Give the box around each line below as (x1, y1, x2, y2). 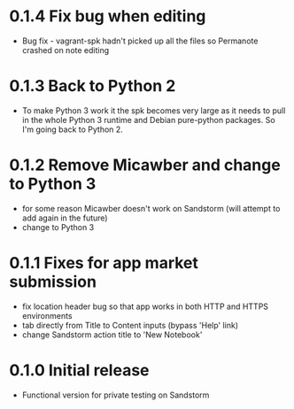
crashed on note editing (21, 44, 110, 55)
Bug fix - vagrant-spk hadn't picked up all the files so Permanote (21, 35, 259, 46)
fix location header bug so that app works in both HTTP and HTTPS (21, 301, 268, 312)
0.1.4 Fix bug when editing (9, 6, 206, 27)
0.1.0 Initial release (9, 360, 150, 380)
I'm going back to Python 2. (21, 124, 124, 135)
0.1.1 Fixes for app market (9, 253, 199, 273)
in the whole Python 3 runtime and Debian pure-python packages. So (21, 114, 276, 125)
